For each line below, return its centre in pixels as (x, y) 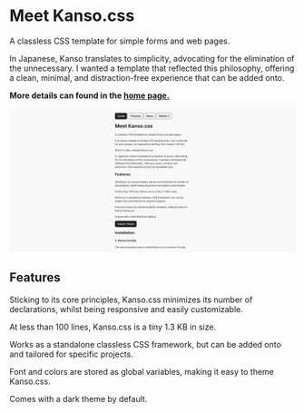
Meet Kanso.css (72, 16)
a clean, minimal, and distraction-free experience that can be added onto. (147, 77)
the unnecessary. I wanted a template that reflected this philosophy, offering (152, 68)
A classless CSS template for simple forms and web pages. (120, 41)
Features (35, 278)
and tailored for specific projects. (71, 354)
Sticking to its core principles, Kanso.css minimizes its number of (131, 300)
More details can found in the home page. (89, 95)
